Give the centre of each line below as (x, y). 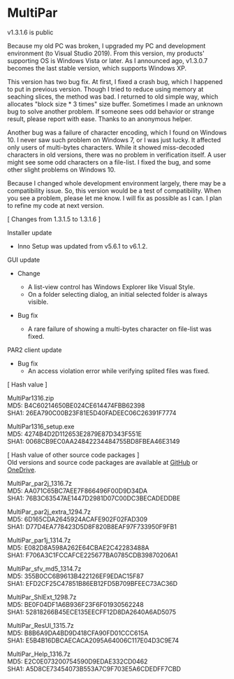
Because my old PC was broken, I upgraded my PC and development (107, 45)
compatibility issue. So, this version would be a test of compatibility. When (114, 190)
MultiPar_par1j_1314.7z (39, 540)
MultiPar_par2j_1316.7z (39, 483)
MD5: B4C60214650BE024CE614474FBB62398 (76, 405)
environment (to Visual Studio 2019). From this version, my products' (106, 53)
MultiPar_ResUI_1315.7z (41, 625)
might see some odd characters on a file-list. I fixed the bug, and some (109, 162)
